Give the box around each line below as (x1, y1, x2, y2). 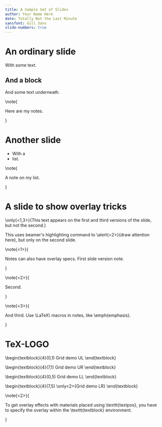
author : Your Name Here (5, 12, 54, 17)
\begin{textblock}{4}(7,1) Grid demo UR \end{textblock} (5, 364, 116, 370)
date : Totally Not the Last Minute (5, 16, 77, 21)
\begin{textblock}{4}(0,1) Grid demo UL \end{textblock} (5, 355, 117, 360)
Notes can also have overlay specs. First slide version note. (5, 256, 124, 262)
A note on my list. (5, 175, 40, 180)
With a (12, 150, 25, 156)
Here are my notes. (5, 108, 44, 114)
